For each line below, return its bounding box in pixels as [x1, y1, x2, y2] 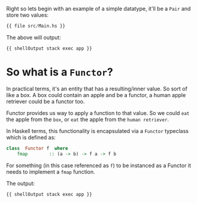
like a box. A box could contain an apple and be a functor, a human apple [6, 91, 186, 98]
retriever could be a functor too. [6, 98, 85, 105]
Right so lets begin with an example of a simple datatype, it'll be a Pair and [6, 5, 191, 12]
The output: [6, 180, 35, 187]
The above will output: [6, 34, 61, 41]
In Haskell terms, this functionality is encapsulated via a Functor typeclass [6, 127, 189, 134]
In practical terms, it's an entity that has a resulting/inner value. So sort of [6, 85, 187, 92]
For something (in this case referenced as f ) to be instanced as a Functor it [6, 162, 192, 169]
